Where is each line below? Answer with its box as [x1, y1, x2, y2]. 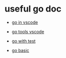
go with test [11, 38, 36, 44]
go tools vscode [11, 29, 44, 34]
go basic [11, 47, 30, 53]
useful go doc [4, 3, 62, 14]
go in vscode [11, 19, 38, 25]
